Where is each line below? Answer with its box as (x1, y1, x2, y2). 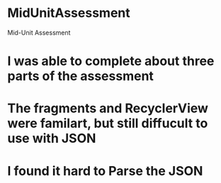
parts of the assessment (7, 69, 154, 84)
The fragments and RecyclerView (7, 100, 209, 117)
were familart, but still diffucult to (7, 115, 208, 131)
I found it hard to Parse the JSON (7, 163, 203, 179)
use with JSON (7, 131, 96, 146)
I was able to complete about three (7, 53, 215, 69)
